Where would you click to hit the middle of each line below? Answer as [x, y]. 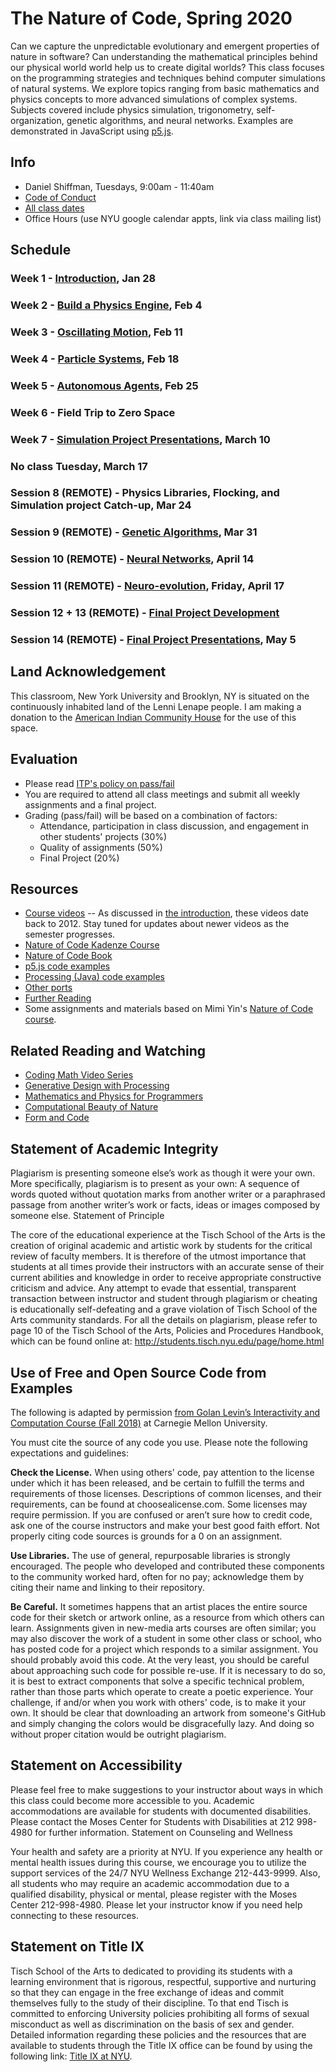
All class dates [54, 208]
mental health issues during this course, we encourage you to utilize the [158, 1862]
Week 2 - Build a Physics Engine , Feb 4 [106, 305]
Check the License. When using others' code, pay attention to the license [162, 1472]
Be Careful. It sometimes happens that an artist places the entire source [159, 1606]
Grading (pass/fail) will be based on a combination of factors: [151, 815]
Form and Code [57, 1118]
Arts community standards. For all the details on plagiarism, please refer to [164, 1320]
